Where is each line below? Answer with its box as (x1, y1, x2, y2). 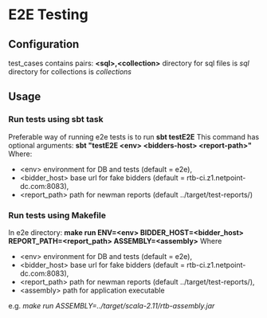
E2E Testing (8, 6, 89, 24)
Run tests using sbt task (8, 114, 104, 125)
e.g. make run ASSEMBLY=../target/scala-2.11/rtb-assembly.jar (8, 300, 215, 310)
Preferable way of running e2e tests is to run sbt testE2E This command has (8, 132, 260, 141)
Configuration (8, 37, 80, 51)
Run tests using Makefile (8, 210, 106, 221)
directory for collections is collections (8, 67, 132, 77)
